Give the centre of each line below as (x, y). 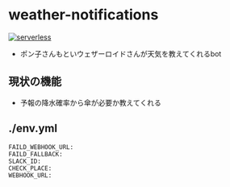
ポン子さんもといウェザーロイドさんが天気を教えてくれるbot (121, 53)
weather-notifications (84, 15)
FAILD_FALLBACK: (36, 154)
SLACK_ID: (25, 161)
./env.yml (33, 129)
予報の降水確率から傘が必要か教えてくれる (90, 102)
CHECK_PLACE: (30, 168)
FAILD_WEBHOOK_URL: (41, 147)
